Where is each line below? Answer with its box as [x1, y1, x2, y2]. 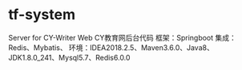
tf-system [8, 6, 76, 24]
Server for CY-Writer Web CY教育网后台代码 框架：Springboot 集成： [8, 33, 236, 42]
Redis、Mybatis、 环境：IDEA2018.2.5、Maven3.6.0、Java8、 [8, 42, 214, 52]
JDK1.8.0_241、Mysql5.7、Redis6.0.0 [8, 52, 131, 62]
